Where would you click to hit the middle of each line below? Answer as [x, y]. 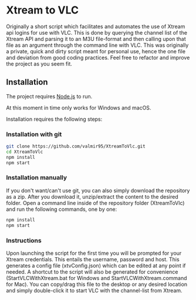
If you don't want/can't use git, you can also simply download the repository [98, 190]
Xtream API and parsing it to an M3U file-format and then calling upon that [96, 39]
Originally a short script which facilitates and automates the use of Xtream [96, 26]
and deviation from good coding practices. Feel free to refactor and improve [98, 57]
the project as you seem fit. [39, 64]
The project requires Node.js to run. [49, 96]
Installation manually [37, 178]
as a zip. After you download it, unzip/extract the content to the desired [92, 196]
